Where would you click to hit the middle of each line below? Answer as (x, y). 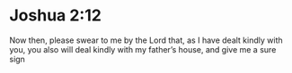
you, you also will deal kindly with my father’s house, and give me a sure (143, 49)
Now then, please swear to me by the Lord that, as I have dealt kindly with (146, 40)
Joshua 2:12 (55, 16)
